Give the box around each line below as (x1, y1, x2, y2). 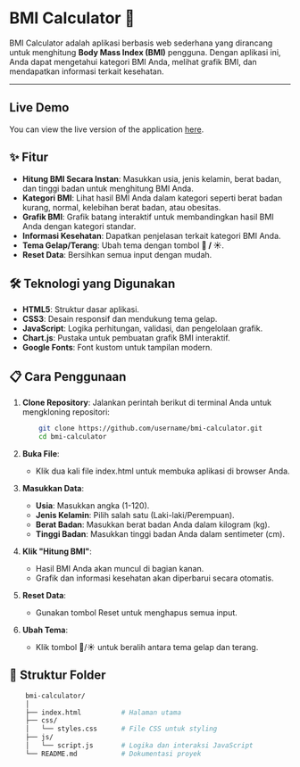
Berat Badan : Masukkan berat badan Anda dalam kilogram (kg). (35, 519, 271, 530)
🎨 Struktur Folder (9, 668, 106, 683)
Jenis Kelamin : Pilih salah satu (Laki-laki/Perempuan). (35, 509, 235, 520)
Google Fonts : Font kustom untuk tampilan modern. (21, 342, 212, 353)
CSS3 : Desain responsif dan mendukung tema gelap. (21, 314, 218, 325)
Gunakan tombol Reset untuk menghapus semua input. (35, 606, 238, 618)
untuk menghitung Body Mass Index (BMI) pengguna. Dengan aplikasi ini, (9, 46, 281, 57)
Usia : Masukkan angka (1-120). (35, 499, 150, 511)
